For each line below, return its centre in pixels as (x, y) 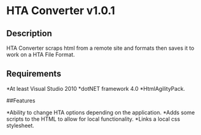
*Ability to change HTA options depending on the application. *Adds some (100, 112)
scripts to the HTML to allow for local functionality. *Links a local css (93, 119)
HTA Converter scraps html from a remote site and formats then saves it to (100, 48)
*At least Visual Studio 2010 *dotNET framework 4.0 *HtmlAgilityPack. (96, 88)
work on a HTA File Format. (41, 55)
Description (29, 33)
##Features (21, 100)
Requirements (34, 74)
